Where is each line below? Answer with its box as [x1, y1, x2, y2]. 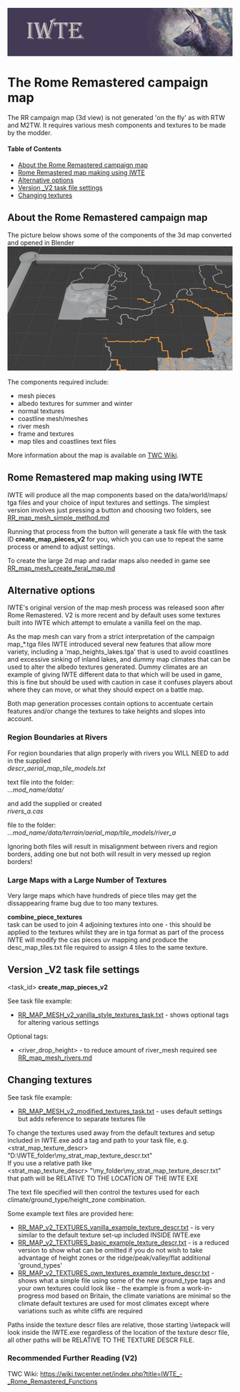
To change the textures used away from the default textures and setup [7, 1128, 215, 1137]
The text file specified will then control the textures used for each [7, 1188, 200, 1196]
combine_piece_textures [7, 913, 83, 921]
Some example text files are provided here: [7, 1209, 134, 1218]
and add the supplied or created [7, 799, 102, 807]
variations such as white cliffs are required [17, 1306, 143, 1315]
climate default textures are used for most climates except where [17, 1298, 209, 1308]
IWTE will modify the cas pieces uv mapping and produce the [7, 935, 189, 944]
